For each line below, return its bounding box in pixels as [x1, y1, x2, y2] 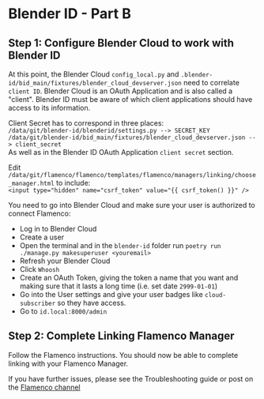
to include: [56, 179, 91, 187]
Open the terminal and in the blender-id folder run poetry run [19, 241, 221, 250]
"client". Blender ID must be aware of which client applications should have [8, 95, 253, 104]
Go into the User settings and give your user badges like [19, 290, 203, 299]
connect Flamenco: [8, 209, 71, 218]
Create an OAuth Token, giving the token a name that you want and [19, 273, 239, 282]
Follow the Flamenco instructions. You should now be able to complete [8, 350, 239, 359]
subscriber [19, 299, 56, 307]
